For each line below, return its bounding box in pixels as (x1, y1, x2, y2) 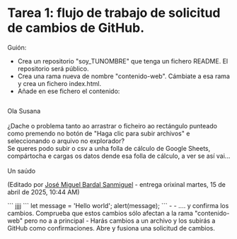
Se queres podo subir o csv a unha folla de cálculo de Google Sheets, (7, 144, 211, 152)
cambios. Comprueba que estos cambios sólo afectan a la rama (7, 209, 193, 217)
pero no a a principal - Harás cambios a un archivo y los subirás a (24, 216, 216, 225)
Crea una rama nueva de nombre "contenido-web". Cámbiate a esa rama (17, 72, 230, 80)
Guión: (7, 43, 27, 51)
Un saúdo (7, 166, 36, 175)
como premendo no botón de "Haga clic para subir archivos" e (7, 129, 190, 137)
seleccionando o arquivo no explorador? (7, 136, 125, 145)
